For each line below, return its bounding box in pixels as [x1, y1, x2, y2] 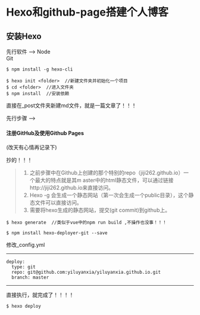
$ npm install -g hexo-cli [6, 66, 73, 72]
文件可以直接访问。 [35, 199, 82, 206]
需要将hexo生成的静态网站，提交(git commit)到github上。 [29, 207, 171, 214]
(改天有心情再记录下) [6, 144, 58, 151]
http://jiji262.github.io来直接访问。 [29, 184, 114, 191]
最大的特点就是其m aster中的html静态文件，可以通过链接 [35, 177, 174, 184]
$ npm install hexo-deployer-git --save [6, 230, 108, 236]
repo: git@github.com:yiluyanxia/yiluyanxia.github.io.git [11, 270, 161, 276]
